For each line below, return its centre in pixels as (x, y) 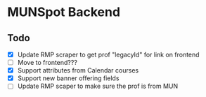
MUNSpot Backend (64, 12)
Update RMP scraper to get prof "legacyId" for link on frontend (108, 54)
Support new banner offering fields (68, 78)
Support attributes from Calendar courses (78, 70)
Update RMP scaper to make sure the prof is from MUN (98, 86)
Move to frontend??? (47, 63)
